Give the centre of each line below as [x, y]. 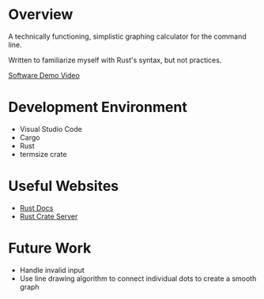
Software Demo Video [44, 75]
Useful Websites [64, 186]
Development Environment [98, 107]
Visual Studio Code [51, 129]
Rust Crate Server [49, 216]
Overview [41, 15]
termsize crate [43, 154]
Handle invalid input [52, 270]
